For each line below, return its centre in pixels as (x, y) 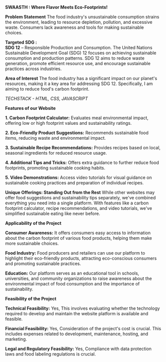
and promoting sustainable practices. (43, 264)
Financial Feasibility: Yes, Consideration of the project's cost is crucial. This (83, 328)
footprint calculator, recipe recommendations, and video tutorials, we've (79, 208)
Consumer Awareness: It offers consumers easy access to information (78, 233)
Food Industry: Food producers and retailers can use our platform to (75, 253)
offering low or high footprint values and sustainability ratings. (69, 123)
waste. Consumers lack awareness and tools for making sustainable (75, 27)
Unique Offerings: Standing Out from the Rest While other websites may (80, 192)
